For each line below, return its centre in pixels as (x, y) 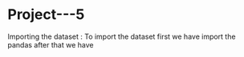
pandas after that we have (51, 44)
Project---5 (46, 15)
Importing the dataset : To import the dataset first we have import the (122, 36)
